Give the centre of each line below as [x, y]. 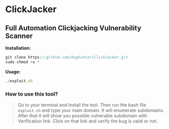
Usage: [13, 71]
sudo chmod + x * [22, 62]
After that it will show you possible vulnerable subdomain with [82, 115]
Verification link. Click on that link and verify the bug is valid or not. [88, 121]
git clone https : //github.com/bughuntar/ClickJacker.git [67, 57]
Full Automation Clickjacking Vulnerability [73, 28]
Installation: [18, 48]
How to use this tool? [32, 94]
